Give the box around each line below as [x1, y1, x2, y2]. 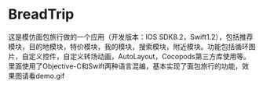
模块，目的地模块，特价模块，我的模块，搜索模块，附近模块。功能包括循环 [8, 41, 249, 51]
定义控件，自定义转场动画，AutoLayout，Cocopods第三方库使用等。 [28, 51, 251, 61]
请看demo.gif [21, 71, 65, 80]
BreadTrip [8, 5, 75, 23]
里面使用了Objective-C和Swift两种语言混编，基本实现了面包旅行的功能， [8, 61, 243, 71]
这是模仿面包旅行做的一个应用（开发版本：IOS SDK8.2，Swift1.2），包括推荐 [8, 32, 254, 41]
